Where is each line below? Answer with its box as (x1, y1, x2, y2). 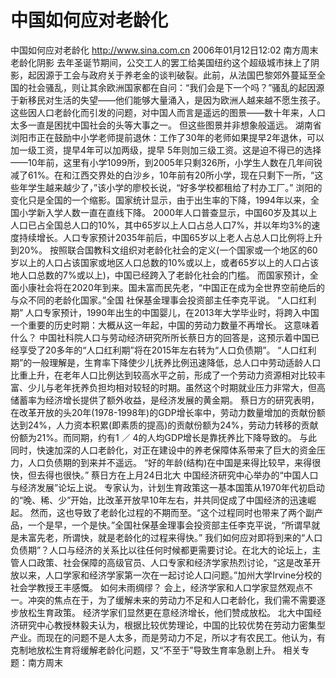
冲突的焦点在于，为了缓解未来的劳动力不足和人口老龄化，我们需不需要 (27, 594, 317, 606)
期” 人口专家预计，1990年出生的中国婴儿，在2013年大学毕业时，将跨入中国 (10, 306, 320, 318)
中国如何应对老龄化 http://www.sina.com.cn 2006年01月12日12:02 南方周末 (10, 44, 319, 56)
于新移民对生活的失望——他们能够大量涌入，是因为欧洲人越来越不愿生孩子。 (10, 94, 326, 106)
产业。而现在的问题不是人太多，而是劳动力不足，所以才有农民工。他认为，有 (10, 631, 326, 643)
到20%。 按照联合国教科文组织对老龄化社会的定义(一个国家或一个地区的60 (10, 244, 318, 256)
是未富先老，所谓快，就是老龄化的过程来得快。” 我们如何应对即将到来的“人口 (10, 531, 323, 543)
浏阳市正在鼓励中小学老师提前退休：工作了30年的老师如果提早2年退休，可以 (10, 131, 325, 143)
